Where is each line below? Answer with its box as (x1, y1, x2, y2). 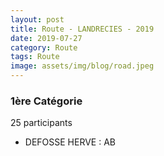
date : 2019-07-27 (10, 33, 83, 43)
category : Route (10, 42, 78, 53)
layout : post (10, 14, 65, 25)
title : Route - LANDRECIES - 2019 (10, 24, 155, 34)
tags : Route (10, 52, 60, 62)
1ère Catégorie (10, 94, 83, 108)
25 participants (10, 117, 73, 129)
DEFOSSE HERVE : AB (24, 136, 117, 148)
